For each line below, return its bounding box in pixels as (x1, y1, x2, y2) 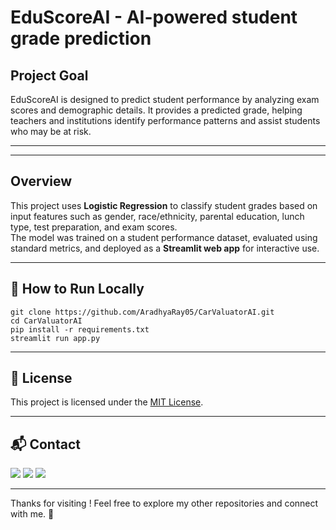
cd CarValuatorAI (10, 316, 83, 326)
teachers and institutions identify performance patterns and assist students (10, 115, 321, 126)
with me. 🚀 (10, 508, 55, 520)
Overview (10, 173, 73, 190)
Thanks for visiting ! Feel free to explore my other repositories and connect (10, 497, 319, 510)
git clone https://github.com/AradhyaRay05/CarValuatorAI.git (10, 307, 275, 317)
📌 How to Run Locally (10, 281, 145, 298)
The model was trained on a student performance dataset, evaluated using (10, 231, 318, 243)
